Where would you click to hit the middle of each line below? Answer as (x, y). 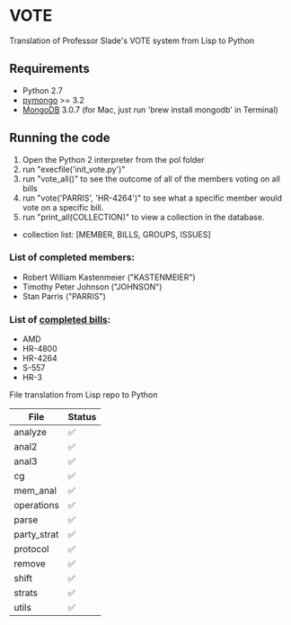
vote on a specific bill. (63, 207)
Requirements (49, 69)
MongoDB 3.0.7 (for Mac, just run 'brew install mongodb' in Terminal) (150, 110)
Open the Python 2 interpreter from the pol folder (113, 159)
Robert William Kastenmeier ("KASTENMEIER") (109, 277)
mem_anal (35, 491)
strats (26, 593)
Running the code (60, 138)
